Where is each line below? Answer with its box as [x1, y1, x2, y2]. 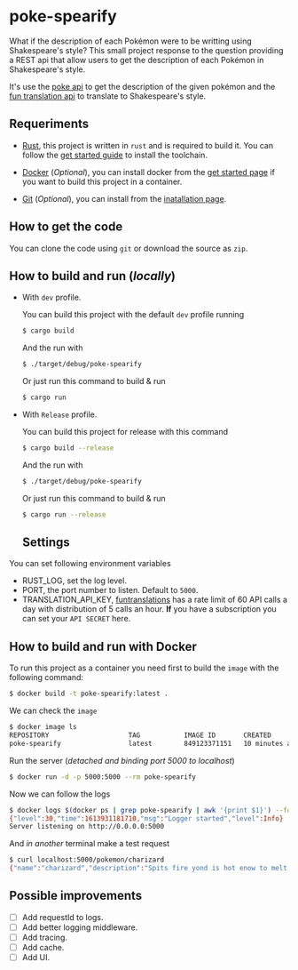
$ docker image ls [9, 723, 77, 732]
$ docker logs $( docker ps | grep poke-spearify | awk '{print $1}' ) [9, 806, 272, 814]
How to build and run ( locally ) [9, 269, 176, 284]
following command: [9, 672, 84, 683]
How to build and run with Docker [9, 638, 197, 654]
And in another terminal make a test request [9, 838, 170, 849]
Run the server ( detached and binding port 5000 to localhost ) [9, 755, 235, 766]
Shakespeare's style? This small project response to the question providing [9, 44, 284, 55]
